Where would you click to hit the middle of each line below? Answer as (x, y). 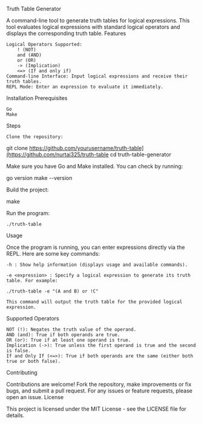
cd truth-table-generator (140, 154)
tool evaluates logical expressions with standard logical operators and (93, 27)
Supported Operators (33, 318)
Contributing (22, 373)
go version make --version (39, 178)
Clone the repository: (35, 137)
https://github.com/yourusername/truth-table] (86, 148)
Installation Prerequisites (37, 98)
